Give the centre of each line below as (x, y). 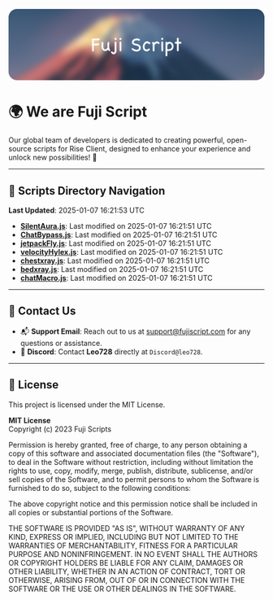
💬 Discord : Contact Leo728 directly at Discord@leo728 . (111, 352)
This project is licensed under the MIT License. (87, 405)
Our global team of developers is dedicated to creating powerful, (117, 140)
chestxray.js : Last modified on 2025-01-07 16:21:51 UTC (115, 261)
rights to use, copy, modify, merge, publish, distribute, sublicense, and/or (131, 471)
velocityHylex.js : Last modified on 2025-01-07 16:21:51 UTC (121, 252)
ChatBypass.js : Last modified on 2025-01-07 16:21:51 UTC (119, 235)
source (20, 149)
